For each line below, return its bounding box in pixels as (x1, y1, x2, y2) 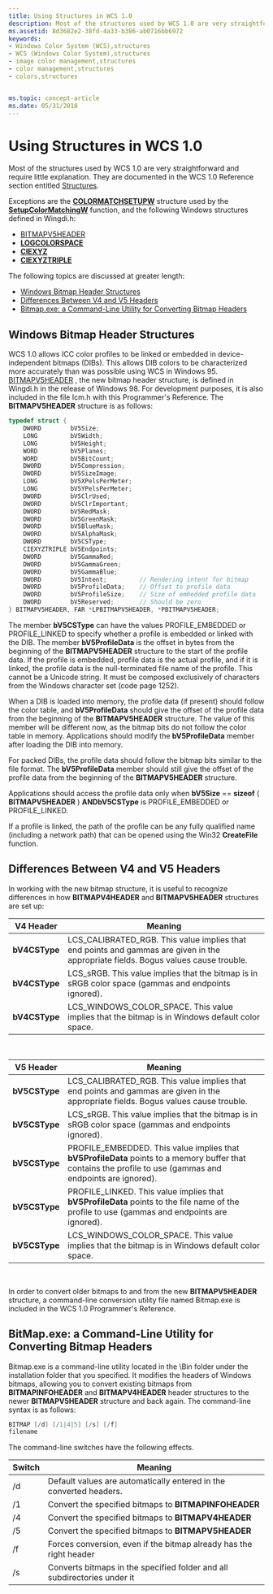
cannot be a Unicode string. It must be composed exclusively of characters (8, 672, 260, 682)
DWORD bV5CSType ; (23, 538, 107, 546)
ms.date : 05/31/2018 (8, 102, 79, 110)
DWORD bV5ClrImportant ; (23, 500, 129, 508)
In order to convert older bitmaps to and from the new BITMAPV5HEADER (8, 1286, 258, 1296)
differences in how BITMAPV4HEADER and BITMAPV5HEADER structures (8, 892, 259, 902)
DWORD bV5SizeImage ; (23, 470, 118, 478)
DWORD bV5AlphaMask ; (23, 530, 118, 539)
